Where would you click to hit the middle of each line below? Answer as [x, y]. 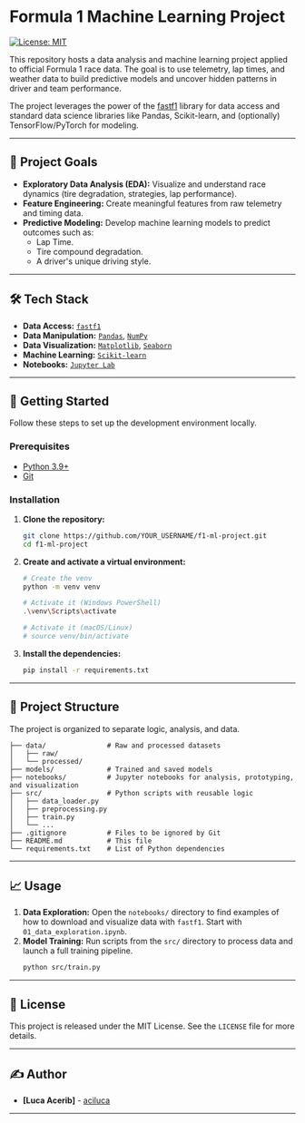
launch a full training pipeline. [78, 951]
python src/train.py [61, 968]
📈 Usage [35, 886]
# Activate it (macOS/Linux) [78, 628]
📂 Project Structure [64, 707]
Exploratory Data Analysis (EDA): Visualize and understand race [144, 184]
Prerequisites [39, 446]
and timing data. [53, 213]
